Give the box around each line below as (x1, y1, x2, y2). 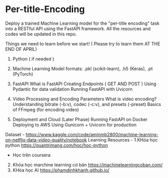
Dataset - (5, 131, 25, 137)
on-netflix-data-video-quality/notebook (5, 137, 87, 143)
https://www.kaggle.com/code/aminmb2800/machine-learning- (25, 131, 159, 137)
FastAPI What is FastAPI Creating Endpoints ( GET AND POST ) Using (12, 81, 156, 87)
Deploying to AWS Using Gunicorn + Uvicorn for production (12, 122, 137, 128)
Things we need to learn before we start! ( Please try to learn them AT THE (5, 40, 160, 46)
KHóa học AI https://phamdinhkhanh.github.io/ (12, 167, 109, 173)
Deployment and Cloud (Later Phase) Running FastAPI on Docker (12, 116, 148, 122)
